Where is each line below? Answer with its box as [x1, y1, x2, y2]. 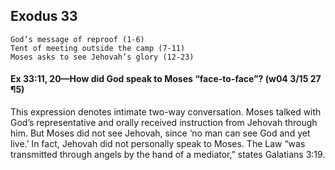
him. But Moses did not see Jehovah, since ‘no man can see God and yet [10, 127, 311, 139]
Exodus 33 [10, 8, 78, 25]
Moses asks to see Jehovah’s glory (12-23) [10, 52, 195, 62]
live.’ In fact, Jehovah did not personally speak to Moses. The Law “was [10, 138, 306, 150]
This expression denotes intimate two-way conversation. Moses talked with [10, 106, 322, 118]
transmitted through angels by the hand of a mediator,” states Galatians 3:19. [10, 149, 326, 161]
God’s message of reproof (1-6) [10, 34, 145, 44]
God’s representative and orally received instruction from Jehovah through [10, 117, 318, 129]
